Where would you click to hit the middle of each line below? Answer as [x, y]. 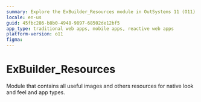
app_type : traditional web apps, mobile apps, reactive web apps [90, 28]
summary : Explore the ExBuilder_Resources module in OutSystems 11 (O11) [101, 12]
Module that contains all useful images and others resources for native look [100, 86]
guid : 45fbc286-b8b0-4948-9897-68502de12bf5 [63, 23]
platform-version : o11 [35, 34]
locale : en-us [24, 17]
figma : [14, 40]
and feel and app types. [36, 92]
